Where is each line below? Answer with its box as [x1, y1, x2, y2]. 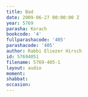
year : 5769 [6, 20, 34, 26]
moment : [6, 70, 26, 77]
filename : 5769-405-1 [6, 59, 61, 65]
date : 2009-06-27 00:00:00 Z [6, 14, 80, 20]
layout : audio [6, 64, 42, 71]
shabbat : [6, 76, 28, 82]
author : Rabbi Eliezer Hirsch [6, 48, 83, 54]
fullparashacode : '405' [6, 37, 66, 43]
